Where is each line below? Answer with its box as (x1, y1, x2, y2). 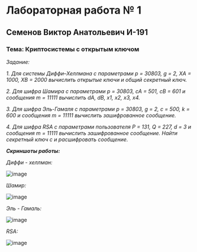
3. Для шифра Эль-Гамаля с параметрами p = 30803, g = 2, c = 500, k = (6, 105, 190, 113)
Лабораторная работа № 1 (6, 4, 142, 17)
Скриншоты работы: (6, 147, 60, 154)
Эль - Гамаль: (6, 205, 42, 212)
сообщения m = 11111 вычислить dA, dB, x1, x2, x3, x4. (6, 94, 140, 101)
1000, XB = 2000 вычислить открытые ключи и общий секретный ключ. (6, 76, 188, 83)
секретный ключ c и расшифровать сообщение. (6, 136, 128, 143)
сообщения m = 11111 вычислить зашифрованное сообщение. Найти (6, 129, 178, 136)
